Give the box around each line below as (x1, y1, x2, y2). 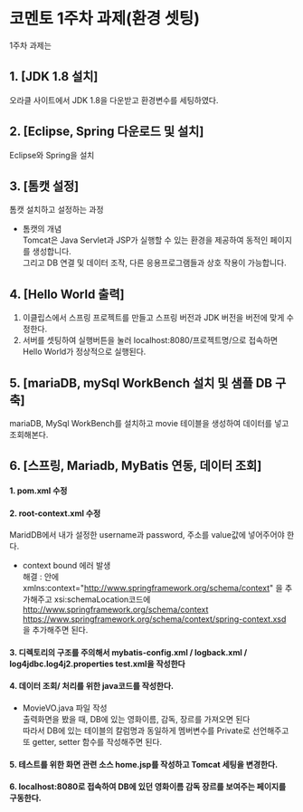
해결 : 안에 (22, 571, 60, 582)
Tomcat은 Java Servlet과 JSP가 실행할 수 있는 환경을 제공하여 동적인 (22, 234, 269, 245)
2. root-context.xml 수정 (9, 508, 101, 519)
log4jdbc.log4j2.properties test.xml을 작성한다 (9, 658, 185, 669)
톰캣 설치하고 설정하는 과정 (9, 205, 104, 215)
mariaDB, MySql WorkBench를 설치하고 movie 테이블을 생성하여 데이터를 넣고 (9, 418, 289, 428)
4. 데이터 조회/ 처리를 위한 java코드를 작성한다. (9, 681, 175, 692)
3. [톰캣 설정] (9, 178, 80, 194)
